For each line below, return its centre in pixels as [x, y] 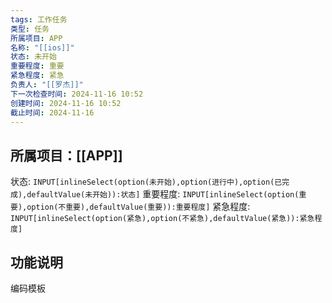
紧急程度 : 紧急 [37, 76]
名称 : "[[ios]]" [42, 47]
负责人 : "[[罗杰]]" [47, 85]
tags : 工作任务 [39, 19]
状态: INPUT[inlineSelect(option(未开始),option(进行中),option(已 [146, 182]
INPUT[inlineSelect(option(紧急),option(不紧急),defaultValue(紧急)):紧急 [162, 219]
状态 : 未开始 [33, 57]
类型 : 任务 [30, 29]
